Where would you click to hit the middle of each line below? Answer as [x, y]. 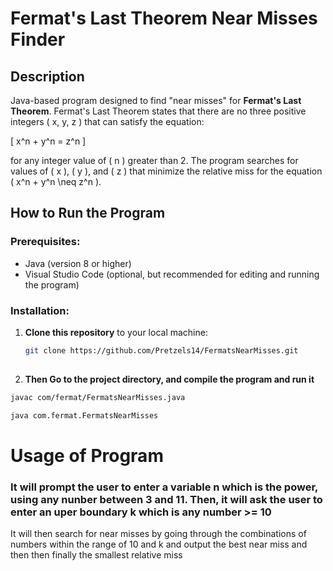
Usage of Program [87, 455]
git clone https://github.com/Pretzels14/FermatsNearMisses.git [161, 350]
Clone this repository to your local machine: [116, 332]
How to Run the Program [88, 213]
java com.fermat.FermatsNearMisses [84, 415]
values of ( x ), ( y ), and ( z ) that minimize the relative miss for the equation [166, 171]
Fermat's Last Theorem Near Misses [164, 18]
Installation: [40, 310]
